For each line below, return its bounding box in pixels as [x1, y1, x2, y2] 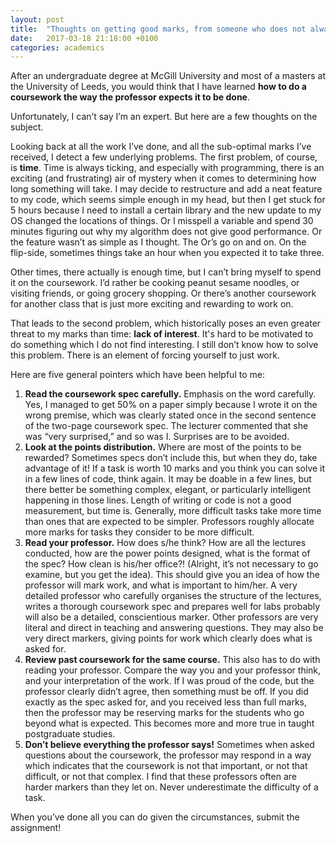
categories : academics [10, 42, 105, 53]
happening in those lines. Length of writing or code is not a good [24, 494, 292, 506]
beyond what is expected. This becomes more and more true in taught [24, 717, 315, 730]
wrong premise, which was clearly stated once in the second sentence [24, 409, 317, 421]
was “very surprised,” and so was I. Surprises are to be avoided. [24, 431, 290, 443]
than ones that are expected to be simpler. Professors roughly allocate [24, 516, 315, 528]
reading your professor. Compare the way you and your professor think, [24, 664, 322, 676]
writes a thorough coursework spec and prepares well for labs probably [24, 601, 321, 613]
